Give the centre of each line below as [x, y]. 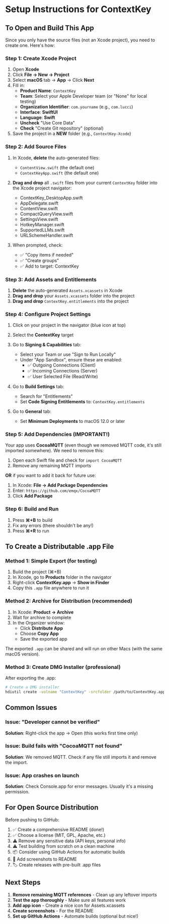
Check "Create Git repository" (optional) [62, 128]
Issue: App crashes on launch [42, 775]
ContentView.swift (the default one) [57, 167]
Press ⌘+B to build [32, 520]
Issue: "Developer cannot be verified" [53, 722]
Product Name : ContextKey [48, 91]
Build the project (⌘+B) [37, 572]
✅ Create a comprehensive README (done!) [58, 829]
